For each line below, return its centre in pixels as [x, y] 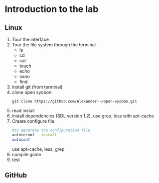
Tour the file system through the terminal [54, 45]
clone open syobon [32, 92]
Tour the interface [30, 39]
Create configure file [33, 121]
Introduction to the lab [52, 9]
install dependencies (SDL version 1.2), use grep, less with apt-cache [83, 116]
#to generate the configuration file [51, 130]
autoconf [21, 139]
